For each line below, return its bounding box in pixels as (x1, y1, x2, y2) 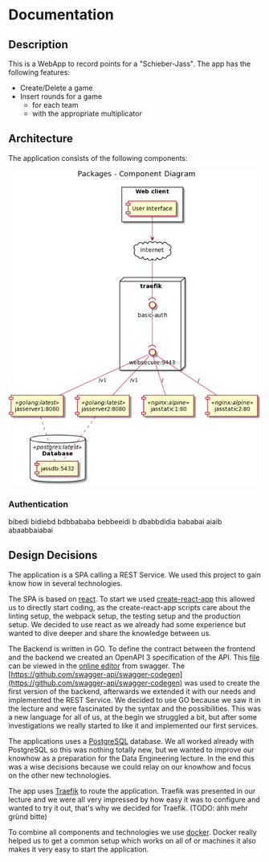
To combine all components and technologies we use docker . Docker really (8, 827, 257, 837)
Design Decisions (8, 548, 98, 562)
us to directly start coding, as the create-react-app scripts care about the (8, 602, 251, 612)
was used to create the (184, 678, 261, 688)
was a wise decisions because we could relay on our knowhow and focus (8, 761, 251, 771)
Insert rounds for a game (19, 92, 103, 101)
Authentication (8, 499, 68, 510)
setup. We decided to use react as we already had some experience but (8, 619, 247, 629)
